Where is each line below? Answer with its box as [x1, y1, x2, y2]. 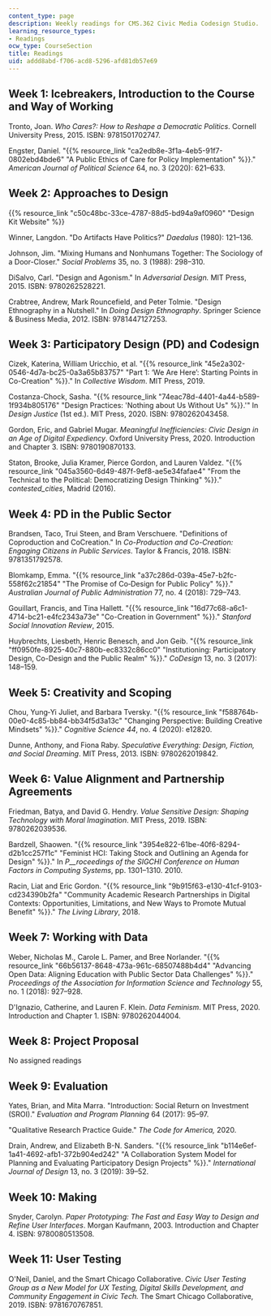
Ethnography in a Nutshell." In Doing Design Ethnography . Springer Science [8, 305, 261, 315]
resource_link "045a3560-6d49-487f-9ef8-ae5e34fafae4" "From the [8, 467, 241, 476]
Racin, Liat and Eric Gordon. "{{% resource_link [8, 881, 167, 891]
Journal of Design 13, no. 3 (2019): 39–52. [8, 1167, 149, 1176]
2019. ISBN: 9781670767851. [8, 1300, 104, 1310]
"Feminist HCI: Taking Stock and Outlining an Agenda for [59, 848, 249, 858]
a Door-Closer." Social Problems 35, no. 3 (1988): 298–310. [8, 256, 205, 266]
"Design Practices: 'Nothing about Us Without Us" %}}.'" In [61, 401, 259, 411]
